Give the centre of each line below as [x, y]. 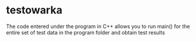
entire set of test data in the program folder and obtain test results [86, 32]
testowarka [34, 10]
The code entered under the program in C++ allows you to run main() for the [98, 26]
